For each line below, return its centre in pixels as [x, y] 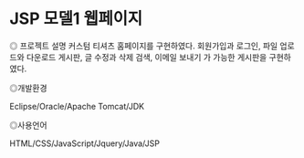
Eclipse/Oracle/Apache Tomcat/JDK [77, 106]
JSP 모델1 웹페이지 [76, 19]
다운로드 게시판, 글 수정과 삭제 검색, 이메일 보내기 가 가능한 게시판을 [147, 57]
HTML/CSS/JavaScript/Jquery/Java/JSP [84, 143]
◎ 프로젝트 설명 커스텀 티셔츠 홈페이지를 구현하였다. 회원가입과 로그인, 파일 [144, 46]
